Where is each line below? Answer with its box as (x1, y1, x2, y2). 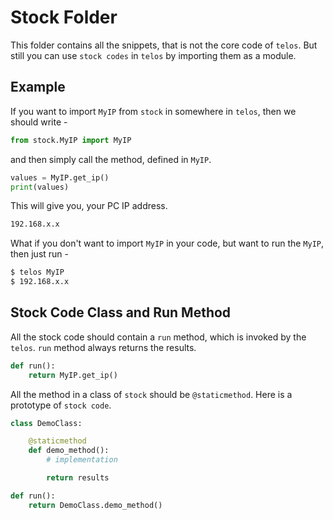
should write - (10, 116, 68, 128)
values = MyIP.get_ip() (10, 172, 110, 183)
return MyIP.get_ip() (28, 370, 118, 380)
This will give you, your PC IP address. (10, 200, 168, 212)
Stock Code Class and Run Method (10, 304, 232, 321)
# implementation (46, 455, 118, 465)
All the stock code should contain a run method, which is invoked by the (10, 331, 307, 343)
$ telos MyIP (10, 267, 65, 278)
